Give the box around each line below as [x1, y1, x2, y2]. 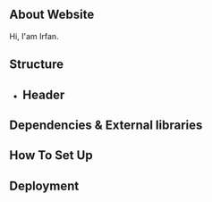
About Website [9, 7, 95, 22]
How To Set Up [9, 147, 93, 164]
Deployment [9, 178, 80, 193]
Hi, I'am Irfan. [9, 30, 60, 41]
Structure [9, 57, 64, 72]
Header [21, 87, 65, 102]
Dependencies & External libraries [9, 117, 203, 132]
